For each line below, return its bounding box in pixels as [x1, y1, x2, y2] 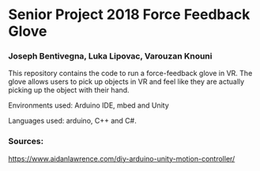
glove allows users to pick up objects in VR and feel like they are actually [8, 77, 245, 86]
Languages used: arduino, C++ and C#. [8, 116, 137, 126]
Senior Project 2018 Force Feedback [8, 6, 251, 24]
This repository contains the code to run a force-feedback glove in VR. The [8, 69, 253, 78]
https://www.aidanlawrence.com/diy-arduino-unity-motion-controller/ [8, 154, 236, 163]
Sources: [8, 136, 44, 147]
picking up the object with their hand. [8, 85, 130, 95]
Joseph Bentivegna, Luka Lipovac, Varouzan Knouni [8, 51, 213, 62]
